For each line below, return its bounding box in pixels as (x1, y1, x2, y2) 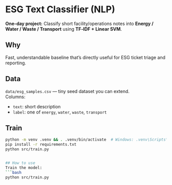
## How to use (5, 160, 36, 166)
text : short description (12, 103, 61, 109)
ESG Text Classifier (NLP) (5, 4, 115, 15)
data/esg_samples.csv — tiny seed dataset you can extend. (5, 88, 130, 94)
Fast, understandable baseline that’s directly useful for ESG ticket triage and (5, 54, 165, 60)
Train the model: (5, 165, 42, 170)
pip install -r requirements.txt (5, 142, 77, 147)
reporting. (5, 60, 27, 66)
